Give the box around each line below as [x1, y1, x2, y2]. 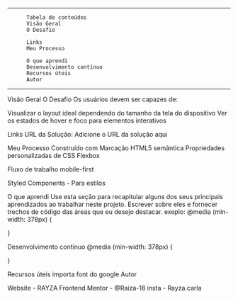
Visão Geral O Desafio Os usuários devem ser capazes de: [7, 95, 178, 103]
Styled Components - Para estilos [7, 179, 106, 187]
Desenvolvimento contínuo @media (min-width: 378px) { [7, 242, 174, 251]
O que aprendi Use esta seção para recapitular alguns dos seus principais [7, 193, 223, 201]
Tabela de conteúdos [25, 14, 87, 21]
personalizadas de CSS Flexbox [7, 152, 101, 159]
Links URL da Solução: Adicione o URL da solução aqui [7, 130, 168, 138]
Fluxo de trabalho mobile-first [7, 165, 94, 174]
